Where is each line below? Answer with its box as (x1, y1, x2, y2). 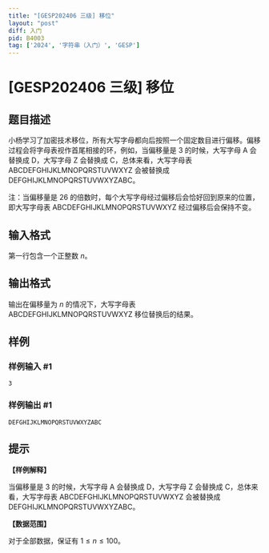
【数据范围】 (8, 519, 50, 528)
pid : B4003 (8, 34, 45, 42)
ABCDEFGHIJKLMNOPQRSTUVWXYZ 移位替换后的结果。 (8, 309, 198, 319)
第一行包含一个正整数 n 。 (8, 250, 92, 260)
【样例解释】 (8, 465, 50, 475)
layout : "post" (8, 19, 59, 27)
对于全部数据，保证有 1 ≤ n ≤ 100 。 (8, 535, 126, 545)
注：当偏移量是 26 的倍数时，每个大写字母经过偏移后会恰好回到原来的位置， (8, 193, 260, 202)
